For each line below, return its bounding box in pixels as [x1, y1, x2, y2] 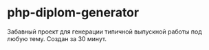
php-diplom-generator [7, 5, 140, 21]
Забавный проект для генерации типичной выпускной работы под [7, 27, 203, 36]
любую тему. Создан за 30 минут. [7, 34, 107, 42]
